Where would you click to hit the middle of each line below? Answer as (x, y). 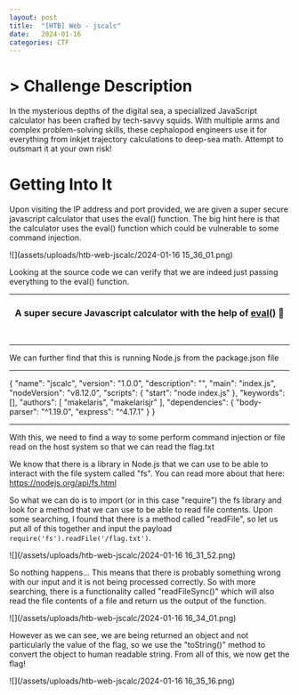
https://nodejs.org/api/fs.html (63, 483)
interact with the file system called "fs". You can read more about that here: (147, 473)
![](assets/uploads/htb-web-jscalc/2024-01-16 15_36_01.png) (121, 255)
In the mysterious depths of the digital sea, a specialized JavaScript (133, 111)
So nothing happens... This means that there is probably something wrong (145, 573)
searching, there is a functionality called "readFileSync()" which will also (142, 592)
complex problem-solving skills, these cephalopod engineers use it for (138, 130)
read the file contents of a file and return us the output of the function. (138, 601)
